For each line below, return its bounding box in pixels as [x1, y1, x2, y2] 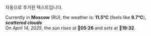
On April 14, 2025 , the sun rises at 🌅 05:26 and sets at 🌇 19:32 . [5, 25, 136, 31]
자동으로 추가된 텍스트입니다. [5, 4, 63, 10]
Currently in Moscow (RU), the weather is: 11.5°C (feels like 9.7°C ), [5, 14, 146, 20]
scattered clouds [5, 19, 42, 25]
